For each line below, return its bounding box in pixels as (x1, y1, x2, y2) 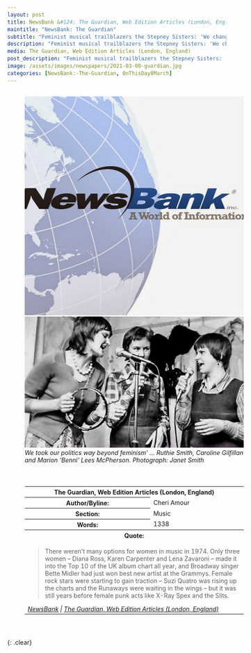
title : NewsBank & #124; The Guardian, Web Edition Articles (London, (7, 18, 213, 26)
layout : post (7, 11, 45, 18)
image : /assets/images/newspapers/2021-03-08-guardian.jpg (7, 63, 182, 69)
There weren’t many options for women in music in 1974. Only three (44, 547, 240, 555)
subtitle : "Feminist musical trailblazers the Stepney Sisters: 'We (7, 33, 210, 40)
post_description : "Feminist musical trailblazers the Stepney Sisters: (7, 56, 222, 63)
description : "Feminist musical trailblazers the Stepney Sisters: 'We (7, 40, 219, 48)
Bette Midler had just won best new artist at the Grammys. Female (44, 569, 233, 577)
